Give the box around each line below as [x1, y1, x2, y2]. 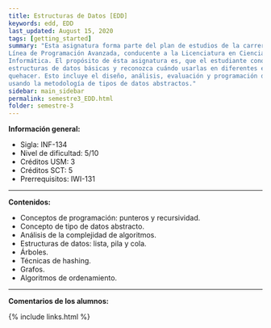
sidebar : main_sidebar [8, 86, 85, 95]
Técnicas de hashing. [19, 256, 91, 266]
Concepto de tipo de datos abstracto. [19, 221, 145, 231]
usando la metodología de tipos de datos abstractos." [8, 79, 197, 87]
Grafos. [19, 264, 45, 275]
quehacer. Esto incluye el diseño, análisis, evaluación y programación [8, 72, 258, 80]
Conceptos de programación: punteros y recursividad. [19, 213, 201, 223]
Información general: [8, 124, 81, 134]
